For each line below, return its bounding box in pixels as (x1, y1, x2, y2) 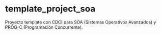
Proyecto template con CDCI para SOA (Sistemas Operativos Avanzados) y (5, 19, 156, 25)
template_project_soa (5, 3, 96, 14)
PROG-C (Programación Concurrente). (5, 24, 83, 30)
